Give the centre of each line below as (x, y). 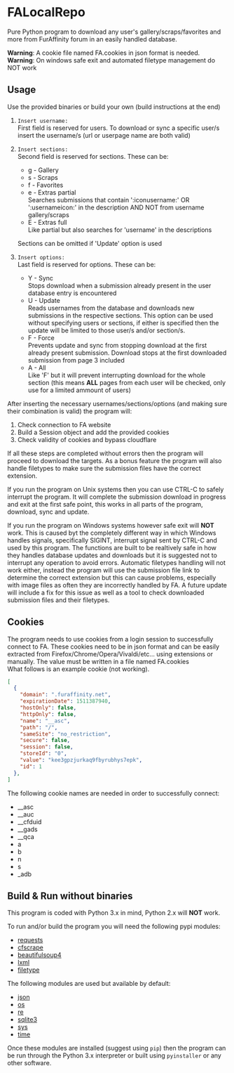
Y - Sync (41, 278)
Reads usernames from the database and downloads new (111, 308)
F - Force (41, 337)
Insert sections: (43, 149)
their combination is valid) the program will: (70, 411)
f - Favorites (46, 185)
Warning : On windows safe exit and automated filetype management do (111, 60)
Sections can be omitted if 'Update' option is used (90, 243)
